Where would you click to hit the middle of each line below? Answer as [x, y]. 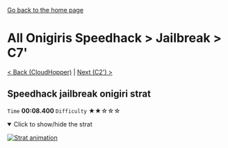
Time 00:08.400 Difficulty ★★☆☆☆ [64, 110]
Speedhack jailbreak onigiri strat [79, 94]
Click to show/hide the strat [53, 124]
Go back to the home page [46, 10]
